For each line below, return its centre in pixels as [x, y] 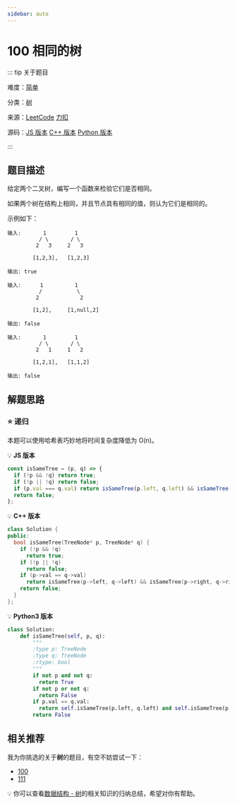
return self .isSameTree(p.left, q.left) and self [113, 709]
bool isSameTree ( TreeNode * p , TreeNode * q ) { [82, 543]
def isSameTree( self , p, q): [63, 636]
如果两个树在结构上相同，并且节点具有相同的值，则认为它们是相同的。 [109, 204]
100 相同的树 [45, 51]
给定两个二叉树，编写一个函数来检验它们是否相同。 [81, 189]
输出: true [22, 272]
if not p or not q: [61, 689]
